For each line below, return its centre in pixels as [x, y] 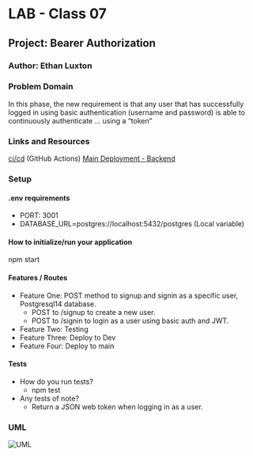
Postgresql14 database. [58, 304]
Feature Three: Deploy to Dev [68, 337]
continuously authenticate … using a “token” [80, 120]
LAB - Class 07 [57, 14]
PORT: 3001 [39, 215]
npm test [46, 389]
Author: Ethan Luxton [50, 66]
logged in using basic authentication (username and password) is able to [126, 112]
